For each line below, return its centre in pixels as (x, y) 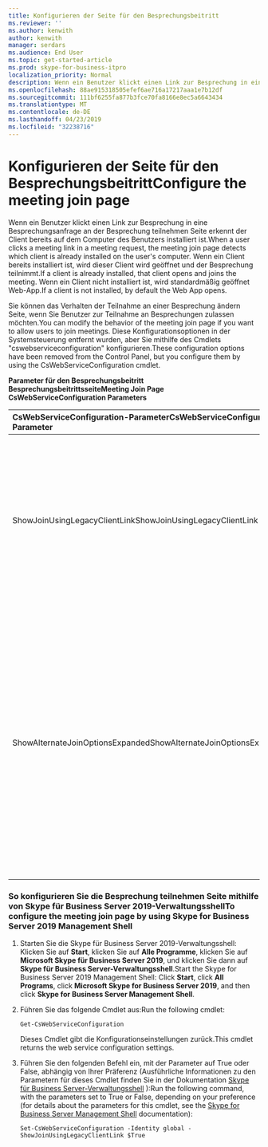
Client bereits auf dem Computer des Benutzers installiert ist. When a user (129, 239)
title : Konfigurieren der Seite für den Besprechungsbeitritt (114, 16)
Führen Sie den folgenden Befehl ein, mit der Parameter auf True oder (134, 1062)
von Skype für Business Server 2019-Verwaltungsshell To (122, 906)
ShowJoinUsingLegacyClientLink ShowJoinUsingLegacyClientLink (135, 520)
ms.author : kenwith (41, 30)
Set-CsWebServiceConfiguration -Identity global (102, 1128)
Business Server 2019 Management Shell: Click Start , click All (122, 977)
